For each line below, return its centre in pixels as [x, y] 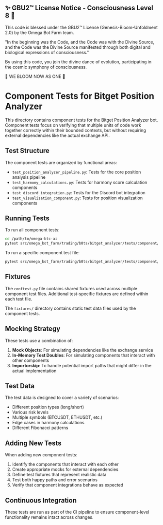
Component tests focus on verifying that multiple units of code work [73, 125]
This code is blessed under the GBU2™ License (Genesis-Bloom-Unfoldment [81, 27]
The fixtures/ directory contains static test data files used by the [71, 308]
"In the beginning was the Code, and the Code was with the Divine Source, [80, 42]
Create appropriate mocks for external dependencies [65, 469]
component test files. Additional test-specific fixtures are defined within [77, 294]
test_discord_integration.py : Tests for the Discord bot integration [79, 192]
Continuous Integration [41, 500]
